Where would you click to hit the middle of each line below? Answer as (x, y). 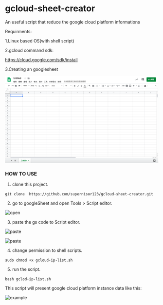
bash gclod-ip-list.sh (28, 279)
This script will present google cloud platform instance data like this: (73, 288)
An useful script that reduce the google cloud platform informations (72, 22)
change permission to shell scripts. (47, 250)
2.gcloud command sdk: (29, 50)
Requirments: (18, 31)
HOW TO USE (21, 173)
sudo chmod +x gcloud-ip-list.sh (39, 260)
